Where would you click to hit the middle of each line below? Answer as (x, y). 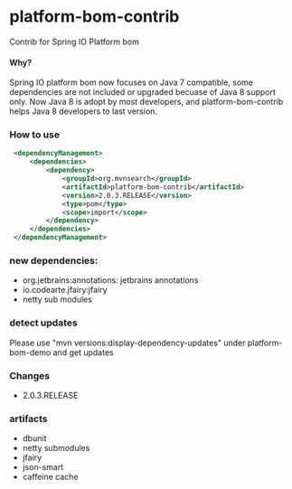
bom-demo (30, 352)
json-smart (43, 467)
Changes (30, 375)
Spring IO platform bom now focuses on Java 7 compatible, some (131, 82)
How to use (35, 135)
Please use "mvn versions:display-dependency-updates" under (127, 343)
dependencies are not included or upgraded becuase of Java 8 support (142, 92)
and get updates (84, 352)
